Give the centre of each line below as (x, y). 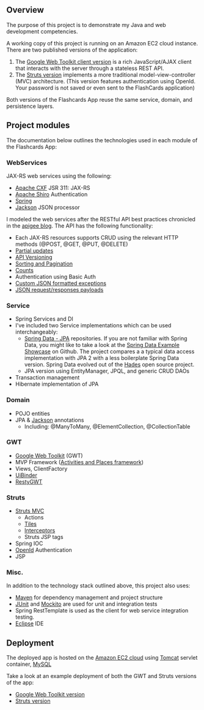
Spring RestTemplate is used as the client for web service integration (102, 611)
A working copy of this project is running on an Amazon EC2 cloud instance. (102, 43)
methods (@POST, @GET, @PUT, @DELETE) (71, 244)
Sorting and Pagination (44, 264)
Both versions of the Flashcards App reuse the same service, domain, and (99, 99)
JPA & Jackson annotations (49, 420)
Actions (34, 517)
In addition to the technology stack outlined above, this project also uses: (98, 586)
